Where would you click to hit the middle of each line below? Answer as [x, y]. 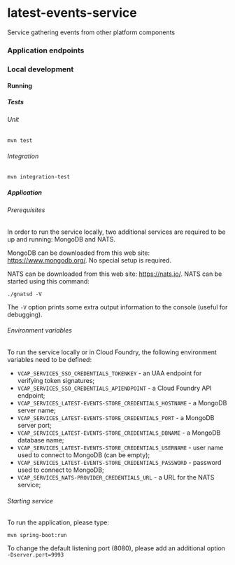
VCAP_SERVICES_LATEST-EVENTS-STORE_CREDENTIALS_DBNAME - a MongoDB [119, 433]
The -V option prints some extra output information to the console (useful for [117, 307]
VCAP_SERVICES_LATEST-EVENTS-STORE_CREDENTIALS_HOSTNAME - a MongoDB [122, 403]
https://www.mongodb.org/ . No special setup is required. [89, 260]
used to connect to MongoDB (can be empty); [84, 455]
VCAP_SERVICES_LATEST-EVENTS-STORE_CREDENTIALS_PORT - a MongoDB [116, 417]
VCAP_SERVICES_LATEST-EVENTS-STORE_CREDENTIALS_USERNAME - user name [120, 447]
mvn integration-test [39, 177]
